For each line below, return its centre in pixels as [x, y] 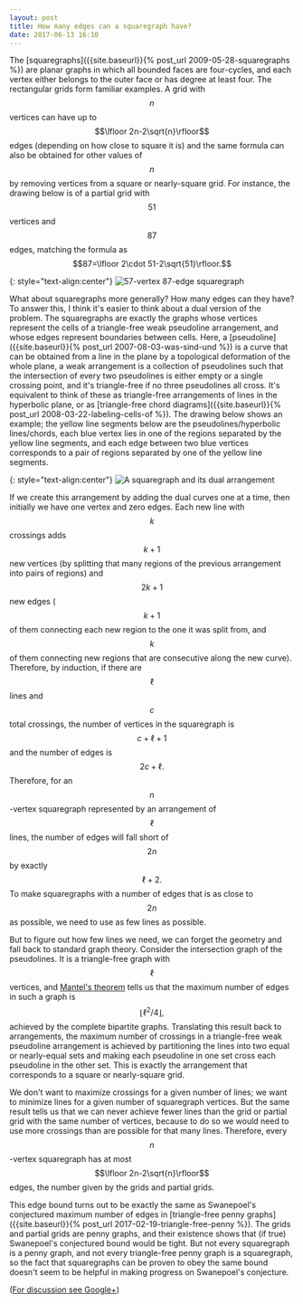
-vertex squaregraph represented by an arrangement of [113, 809]
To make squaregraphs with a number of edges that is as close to [131, 894]
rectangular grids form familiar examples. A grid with [108, 89]
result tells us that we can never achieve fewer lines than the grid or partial [148, 1112]
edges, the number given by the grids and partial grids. [112, 1187]
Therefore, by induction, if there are [76, 668]
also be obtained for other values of [76, 156]
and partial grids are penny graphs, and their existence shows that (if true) [148, 1234]
